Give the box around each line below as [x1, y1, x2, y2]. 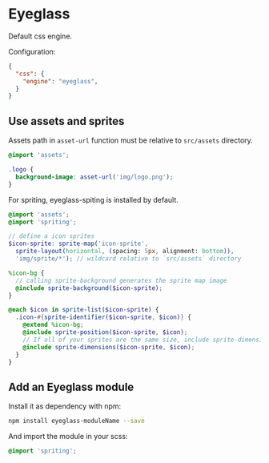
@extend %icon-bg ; [22, 321, 84, 329]
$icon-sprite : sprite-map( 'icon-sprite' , [8, 240, 149, 248]
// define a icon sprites [8, 232, 94, 240]
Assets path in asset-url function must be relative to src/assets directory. [8, 135, 254, 145]
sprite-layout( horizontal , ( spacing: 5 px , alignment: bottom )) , [15, 248, 235, 256]
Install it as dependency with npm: [8, 401, 122, 411]
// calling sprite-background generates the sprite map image [15, 276, 227, 284]
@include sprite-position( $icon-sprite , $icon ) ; [22, 328, 188, 336]
